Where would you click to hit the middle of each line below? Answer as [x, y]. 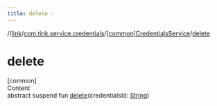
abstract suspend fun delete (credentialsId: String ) [78, 95]
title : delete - [31, 14]
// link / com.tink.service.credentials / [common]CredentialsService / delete [108, 33]
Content [19, 88]
